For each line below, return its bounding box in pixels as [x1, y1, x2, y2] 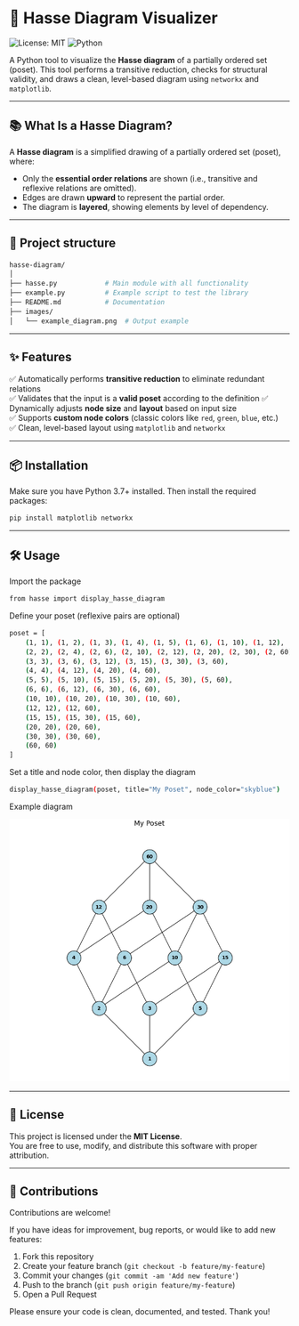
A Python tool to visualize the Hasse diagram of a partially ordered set [9, 54, 268, 65]
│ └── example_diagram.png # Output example [9, 316, 190, 326]
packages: [9, 496, 48, 506]
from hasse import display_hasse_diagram [9, 594, 166, 603]
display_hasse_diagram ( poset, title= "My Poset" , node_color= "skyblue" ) [9, 785, 280, 795]
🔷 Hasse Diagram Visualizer [9, 8, 218, 28]
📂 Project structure [9, 236, 117, 251]
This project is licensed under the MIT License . [9, 1130, 182, 1142]
